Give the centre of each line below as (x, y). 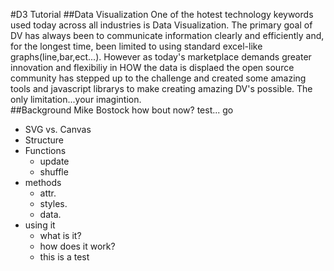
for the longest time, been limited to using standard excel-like (136, 46)
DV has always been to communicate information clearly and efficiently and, (167, 35)
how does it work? (77, 246)
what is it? (60, 235)
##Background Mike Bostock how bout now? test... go (122, 110)
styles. (53, 203)
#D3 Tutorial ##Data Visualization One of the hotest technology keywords (162, 14)
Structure (44, 140)
